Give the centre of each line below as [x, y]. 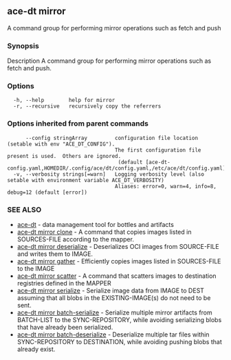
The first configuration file [158, 150]
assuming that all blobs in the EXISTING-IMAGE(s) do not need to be [114, 298]
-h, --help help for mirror [64, 100]
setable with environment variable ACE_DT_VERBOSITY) [86, 180]
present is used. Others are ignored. [64, 156]
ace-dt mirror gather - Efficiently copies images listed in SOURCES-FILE [119, 261]
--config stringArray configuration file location [111, 138]
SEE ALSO [24, 210]
